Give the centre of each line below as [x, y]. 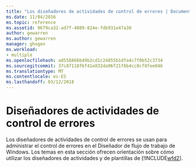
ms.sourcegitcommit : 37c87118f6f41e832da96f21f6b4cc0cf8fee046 [85, 66]
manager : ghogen [26, 44]
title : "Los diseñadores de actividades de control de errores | [87, 11]
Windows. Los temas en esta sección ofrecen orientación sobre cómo [90, 152]
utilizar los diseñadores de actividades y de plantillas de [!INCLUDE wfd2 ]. [94, 158]
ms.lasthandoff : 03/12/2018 [40, 82]
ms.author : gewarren [31, 39]
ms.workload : [22, 50]
